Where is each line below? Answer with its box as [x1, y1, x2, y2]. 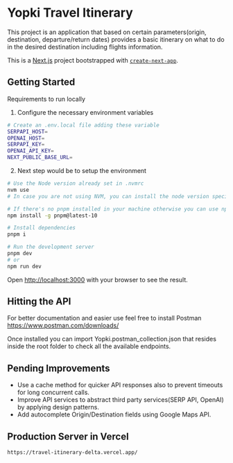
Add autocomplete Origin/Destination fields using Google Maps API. [17, 410, 212, 419]
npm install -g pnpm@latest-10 [7, 212, 98, 219]
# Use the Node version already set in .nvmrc [7, 180, 144, 187]
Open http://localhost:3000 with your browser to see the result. [7, 275, 189, 284]
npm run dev [7, 263, 42, 270]
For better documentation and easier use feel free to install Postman [7, 314, 202, 323]
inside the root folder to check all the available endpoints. [7, 342, 171, 350]
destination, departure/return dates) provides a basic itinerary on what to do [7, 35, 225, 43]
